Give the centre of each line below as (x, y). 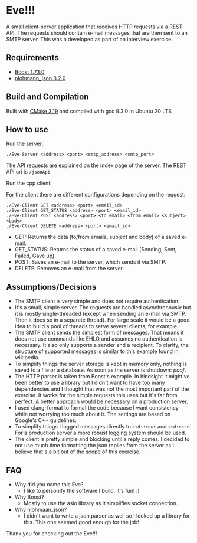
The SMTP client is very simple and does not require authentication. (97, 301)
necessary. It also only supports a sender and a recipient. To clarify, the (101, 345)
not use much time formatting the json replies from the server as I (94, 446)
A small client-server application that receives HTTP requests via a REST (94, 27)
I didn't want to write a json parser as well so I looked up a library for (106, 516)
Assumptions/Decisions (51, 287)
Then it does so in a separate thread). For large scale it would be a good (102, 320)
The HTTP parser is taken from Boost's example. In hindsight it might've (102, 377)
